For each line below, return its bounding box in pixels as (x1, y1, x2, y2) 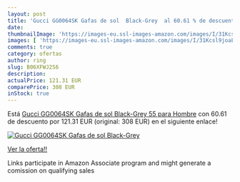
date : (7, 24, 24, 31)
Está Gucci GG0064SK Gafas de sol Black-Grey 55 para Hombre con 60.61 (7, 110, 227, 118)
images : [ (7, 37, 37, 44)
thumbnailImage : (7, 30, 56, 38)
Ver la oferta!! (7, 145, 48, 153)
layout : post (7, 10, 46, 18)
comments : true (7, 44, 53, 51)
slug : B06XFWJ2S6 (7, 64, 59, 71)
